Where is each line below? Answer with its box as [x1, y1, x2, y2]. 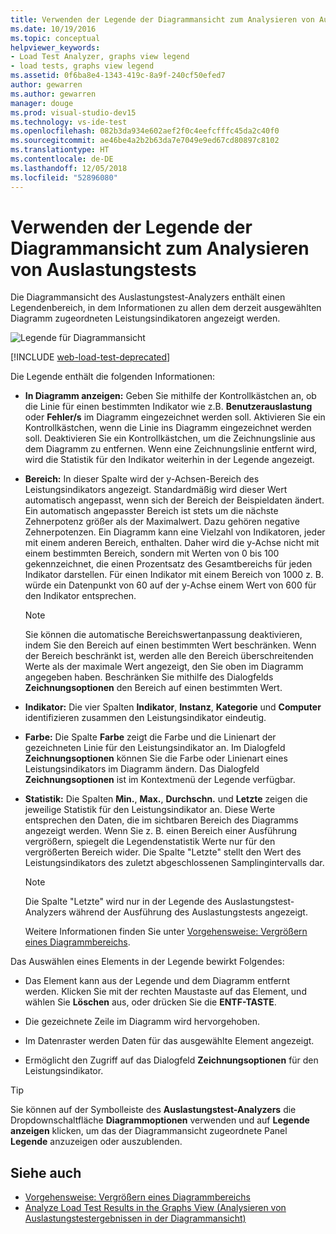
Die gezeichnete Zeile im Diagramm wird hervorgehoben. [24, 1016, 261, 1028]
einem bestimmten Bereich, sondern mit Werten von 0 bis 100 [24, 547, 280, 560]
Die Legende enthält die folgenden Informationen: [10, 371, 216, 383]
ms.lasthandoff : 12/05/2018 [10, 163, 128, 173]
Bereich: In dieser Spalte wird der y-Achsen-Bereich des [24, 473, 260, 485]
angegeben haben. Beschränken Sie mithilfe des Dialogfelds [24, 671, 274, 683]
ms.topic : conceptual [10, 33, 101, 43]
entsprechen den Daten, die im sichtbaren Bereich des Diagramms [24, 814, 299, 826]
